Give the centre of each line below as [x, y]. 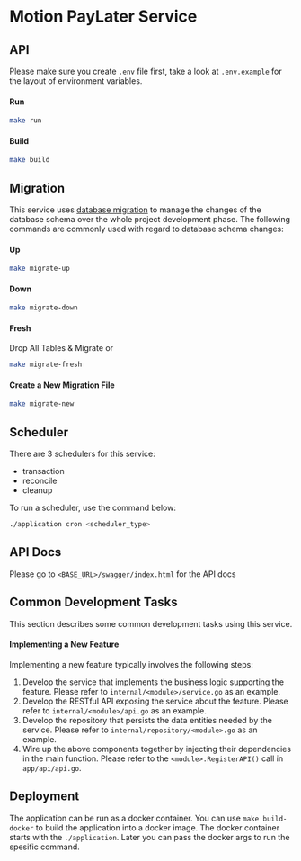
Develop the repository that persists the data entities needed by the [147, 720]
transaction [43, 471]
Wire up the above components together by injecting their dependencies [157, 749]
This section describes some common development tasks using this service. [151, 623]
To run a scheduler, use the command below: [93, 508]
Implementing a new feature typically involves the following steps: [131, 664]
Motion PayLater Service [103, 17]
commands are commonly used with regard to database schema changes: [147, 229]
